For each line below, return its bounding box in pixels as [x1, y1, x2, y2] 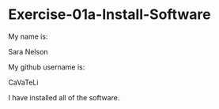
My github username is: [8, 62, 85, 72]
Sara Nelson [8, 47, 49, 56]
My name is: [8, 32, 48, 41]
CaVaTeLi [8, 77, 39, 87]
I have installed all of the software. [8, 92, 120, 102]
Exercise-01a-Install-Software [8, 6, 211, 24]
